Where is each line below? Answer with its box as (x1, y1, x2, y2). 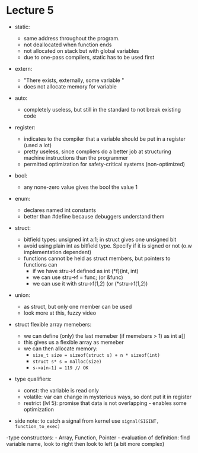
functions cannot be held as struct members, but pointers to (23, 255, 171, 262)
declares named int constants (23, 206, 97, 214)
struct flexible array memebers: (14, 321, 92, 328)
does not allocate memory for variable (23, 83, 117, 90)
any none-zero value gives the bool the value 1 (23, 183, 138, 191)
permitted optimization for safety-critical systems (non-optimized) (23, 160, 186, 167)
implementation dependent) (23, 248, 92, 255)
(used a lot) (23, 141, 52, 148)
